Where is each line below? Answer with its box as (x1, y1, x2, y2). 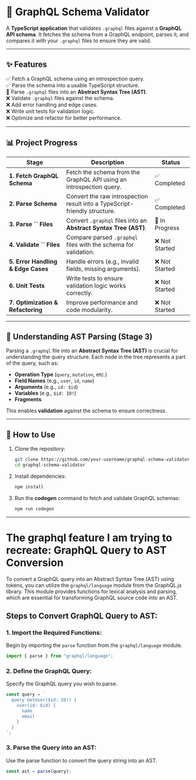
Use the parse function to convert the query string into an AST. (6, 757, 157, 764)
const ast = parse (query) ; (6, 768, 72, 774)
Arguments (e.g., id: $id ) (14, 384, 78, 391)
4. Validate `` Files (9, 240, 60, 248)
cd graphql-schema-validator (14, 462, 86, 468)
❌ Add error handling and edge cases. (6, 101, 98, 108)
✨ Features (6, 60, 47, 70)
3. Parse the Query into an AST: (6, 744, 97, 752)
